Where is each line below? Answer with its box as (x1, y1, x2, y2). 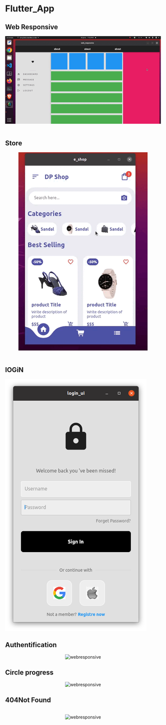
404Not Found (5, 696, 51, 704)
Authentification (5, 641, 57, 649)
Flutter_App (5, 3, 55, 14)
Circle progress (5, 669, 54, 677)
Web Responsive (5, 23, 58, 31)
